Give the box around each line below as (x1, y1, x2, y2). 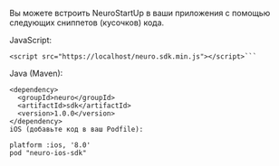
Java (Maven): (9, 68, 63, 78)
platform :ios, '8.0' (9, 141, 91, 150)
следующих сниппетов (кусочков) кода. (9, 17, 165, 28)
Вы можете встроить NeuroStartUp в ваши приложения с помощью (9, 8, 271, 18)
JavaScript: (9, 35, 53, 45)
